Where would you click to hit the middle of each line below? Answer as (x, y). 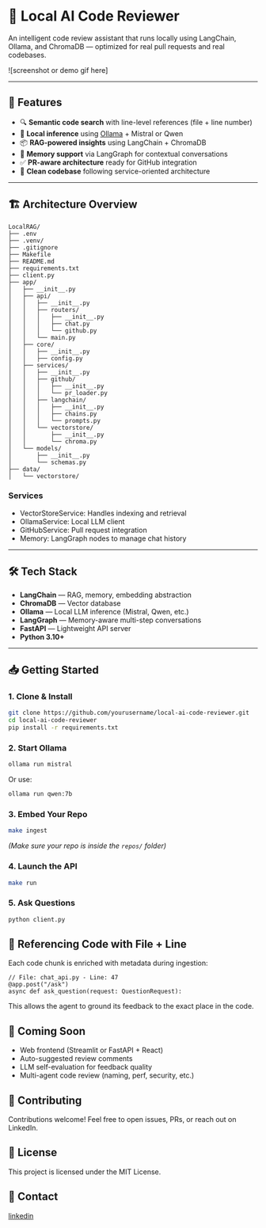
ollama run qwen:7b (40, 794)
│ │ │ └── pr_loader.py (58, 393)
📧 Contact (33, 1197)
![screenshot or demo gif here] (58, 70)
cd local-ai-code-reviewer (53, 720)
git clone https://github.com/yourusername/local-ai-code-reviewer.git (129, 713)
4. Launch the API (43, 866)
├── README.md (32, 261)
